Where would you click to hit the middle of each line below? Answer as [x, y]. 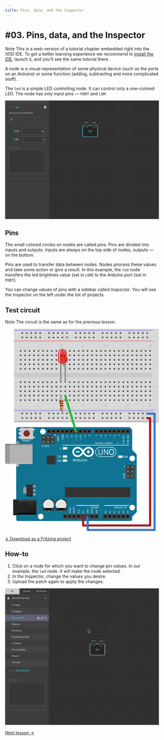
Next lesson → [20, 733]
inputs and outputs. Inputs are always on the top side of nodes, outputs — [79, 250]
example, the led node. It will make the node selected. [66, 571]
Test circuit [23, 310]
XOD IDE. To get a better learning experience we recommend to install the [79, 54]
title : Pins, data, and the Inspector [44, 10]
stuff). [11, 79]
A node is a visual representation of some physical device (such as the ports [82, 68]
